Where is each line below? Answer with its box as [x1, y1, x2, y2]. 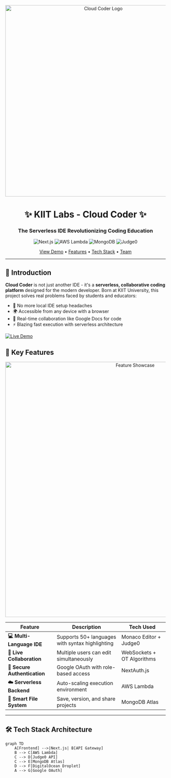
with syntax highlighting [56, 640, 113, 647]
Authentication [8, 670, 45, 677]
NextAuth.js [121, 667, 150, 674]
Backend [8, 687, 30, 694]
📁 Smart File [8, 695, 38, 702]
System [8, 702, 27, 709]
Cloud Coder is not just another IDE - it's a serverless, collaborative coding [5, 282, 165, 288]
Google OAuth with [56, 664, 102, 671]
